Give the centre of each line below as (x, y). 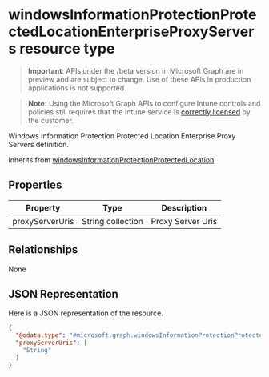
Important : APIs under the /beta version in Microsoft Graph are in (136, 70)
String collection (112, 221)
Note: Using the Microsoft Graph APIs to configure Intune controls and (144, 103)
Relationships (43, 250)
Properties (35, 185)
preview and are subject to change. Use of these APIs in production (139, 79)
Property (43, 207)
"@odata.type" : (41, 335)
